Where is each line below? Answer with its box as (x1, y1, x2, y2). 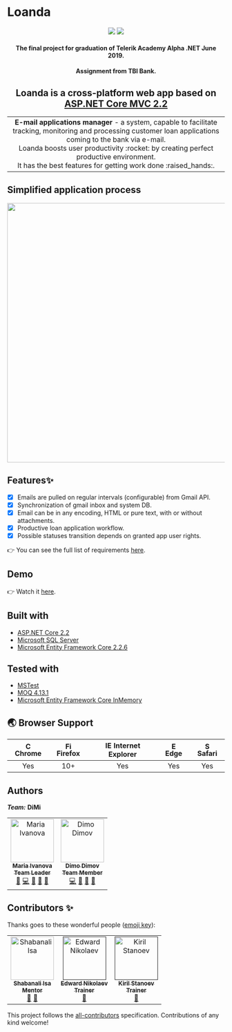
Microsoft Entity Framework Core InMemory (17, 696, 143, 704)
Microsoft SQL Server (17, 636, 79, 644)
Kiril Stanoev (118, 979, 155, 987)
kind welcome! (7, 1018, 49, 1026)
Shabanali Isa (13, 979, 52, 987)
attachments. (17, 516, 55, 524)
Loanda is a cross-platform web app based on (15, 87, 217, 99)
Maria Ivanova (12, 862, 52, 869)
